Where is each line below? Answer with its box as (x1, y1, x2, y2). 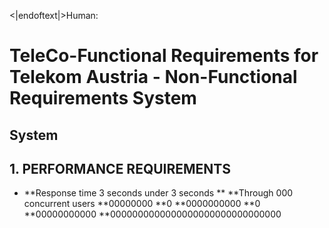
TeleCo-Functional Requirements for (9, 45, 319, 67)
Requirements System (9, 87, 197, 110)
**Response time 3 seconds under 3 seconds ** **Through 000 (23, 187, 294, 199)
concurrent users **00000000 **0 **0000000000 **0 (23, 198, 261, 210)
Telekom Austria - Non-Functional (9, 66, 298, 89)
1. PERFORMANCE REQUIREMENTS (9, 160, 232, 177)
